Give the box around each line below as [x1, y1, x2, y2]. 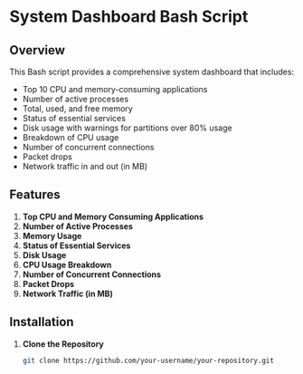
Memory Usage [22, 230, 82, 241]
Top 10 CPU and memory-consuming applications [22, 84, 208, 94]
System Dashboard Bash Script [9, 6, 249, 27]
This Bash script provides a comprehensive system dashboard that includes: [9, 66, 295, 77]
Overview [9, 43, 66, 58]
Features [9, 187, 61, 203]
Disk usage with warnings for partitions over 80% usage [22, 122, 232, 133]
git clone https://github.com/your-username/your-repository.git [22, 356, 274, 365]
